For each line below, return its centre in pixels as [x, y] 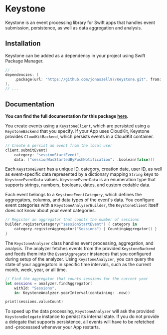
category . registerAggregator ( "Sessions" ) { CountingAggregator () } [85, 229]
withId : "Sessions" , [35, 288]
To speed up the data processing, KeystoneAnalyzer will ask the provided [80, 311]
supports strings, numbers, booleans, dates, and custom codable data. [78, 185]
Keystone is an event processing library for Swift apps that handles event [80, 22]
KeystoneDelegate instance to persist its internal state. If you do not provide [82, 317]
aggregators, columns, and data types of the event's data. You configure [80, 200]
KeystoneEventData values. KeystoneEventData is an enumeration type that [81, 180]
